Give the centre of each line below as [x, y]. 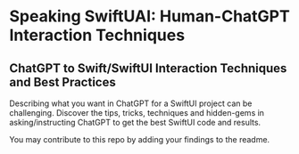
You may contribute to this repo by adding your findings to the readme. [140, 139]
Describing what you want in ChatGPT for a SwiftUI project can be [131, 103]
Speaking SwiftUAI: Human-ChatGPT [149, 16]
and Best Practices [62, 82]
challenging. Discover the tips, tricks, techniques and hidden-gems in [137, 113]
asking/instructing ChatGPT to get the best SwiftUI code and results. [135, 122]
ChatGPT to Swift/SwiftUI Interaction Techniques [148, 68]
